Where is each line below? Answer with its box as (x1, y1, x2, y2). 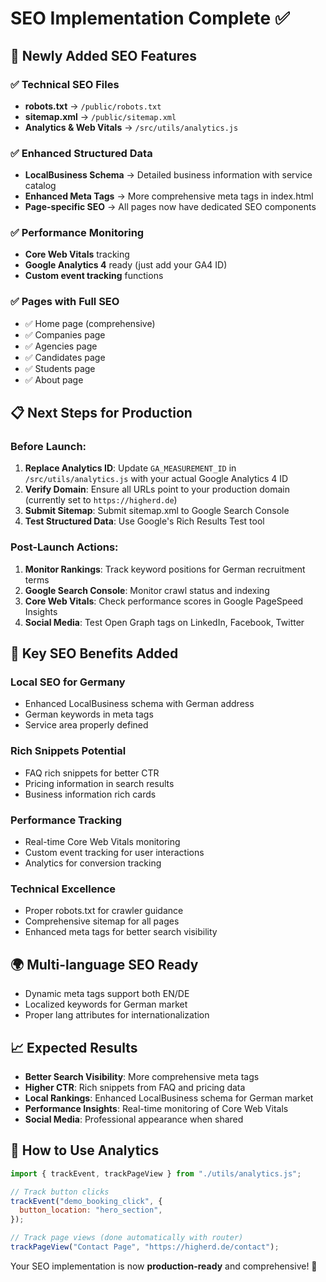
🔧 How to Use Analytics (10, 1142, 160, 1159)
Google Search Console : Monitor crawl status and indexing (24, 584, 270, 596)
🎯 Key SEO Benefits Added (10, 645, 179, 662)
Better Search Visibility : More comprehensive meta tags (24, 1070, 260, 1082)
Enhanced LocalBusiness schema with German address (24, 698, 255, 710)
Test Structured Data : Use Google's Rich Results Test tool (24, 515, 265, 527)
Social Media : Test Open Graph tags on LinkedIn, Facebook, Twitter (24, 616, 305, 628)
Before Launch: (10, 440, 87, 454)
